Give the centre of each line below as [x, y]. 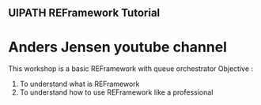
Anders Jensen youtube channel [118, 47]
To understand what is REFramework [79, 84]
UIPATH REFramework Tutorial [84, 13]
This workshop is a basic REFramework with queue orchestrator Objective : [131, 69]
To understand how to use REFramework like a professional [116, 92]
